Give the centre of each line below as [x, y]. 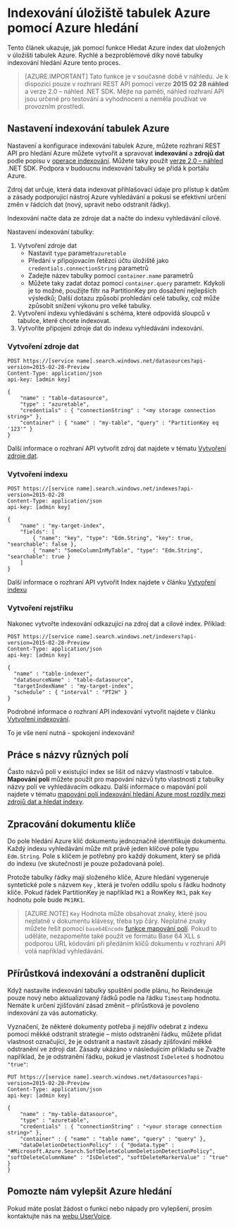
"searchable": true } [39, 557]
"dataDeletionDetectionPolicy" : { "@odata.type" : [97, 1145]
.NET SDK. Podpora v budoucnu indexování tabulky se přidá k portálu [108, 168]
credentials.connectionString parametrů [88, 268]
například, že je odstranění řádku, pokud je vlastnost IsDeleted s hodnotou [116, 1057]
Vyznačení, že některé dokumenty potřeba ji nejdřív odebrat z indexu [107, 1027]
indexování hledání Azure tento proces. [64, 62]
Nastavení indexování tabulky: [51, 232]
